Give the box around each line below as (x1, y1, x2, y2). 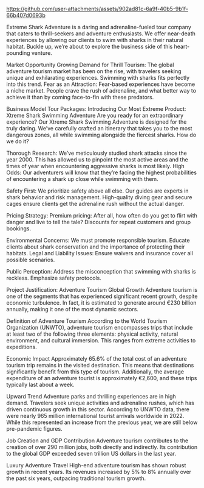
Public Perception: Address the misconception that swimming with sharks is (6, 268, 196, 275)
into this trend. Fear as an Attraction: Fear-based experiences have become (6, 80, 195, 88)
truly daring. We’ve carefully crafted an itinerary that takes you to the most (6, 125, 192, 132)
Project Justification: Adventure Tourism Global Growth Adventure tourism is (6, 286, 198, 293)
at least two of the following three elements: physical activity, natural (6, 330, 178, 338)
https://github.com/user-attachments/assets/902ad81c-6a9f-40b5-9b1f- (6, 5, 189, 12)
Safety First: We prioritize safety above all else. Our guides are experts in (6, 187, 189, 194)
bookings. (6, 225, 32, 232)
